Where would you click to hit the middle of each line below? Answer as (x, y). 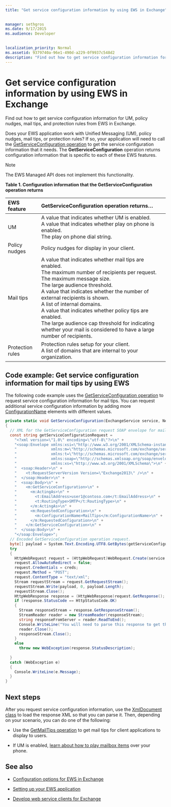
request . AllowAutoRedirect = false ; (53, 563)
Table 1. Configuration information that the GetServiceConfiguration (79, 185)
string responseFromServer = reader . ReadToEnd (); (72, 620)
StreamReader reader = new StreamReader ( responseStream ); (81, 615)
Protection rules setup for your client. (85, 344)
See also (19, 767)
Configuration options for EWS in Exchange (58, 779)
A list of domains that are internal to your (90, 351)
